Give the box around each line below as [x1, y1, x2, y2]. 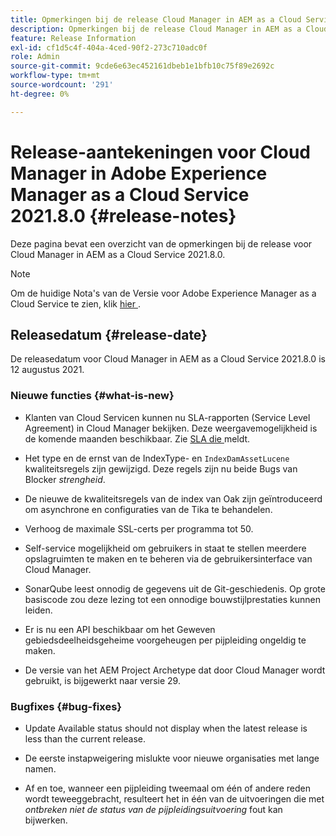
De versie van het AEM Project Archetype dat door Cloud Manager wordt [24, 664, 326, 676]
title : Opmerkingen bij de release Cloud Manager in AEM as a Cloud [10, 14, 302, 25]
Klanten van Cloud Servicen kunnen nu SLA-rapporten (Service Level [24, 411, 311, 423]
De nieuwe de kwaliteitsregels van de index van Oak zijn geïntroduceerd [24, 492, 323, 505]
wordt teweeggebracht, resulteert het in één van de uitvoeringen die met [24, 792, 325, 805]
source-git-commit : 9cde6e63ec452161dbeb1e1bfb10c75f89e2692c [10, 61, 275, 71]
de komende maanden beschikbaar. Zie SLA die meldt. [24, 432, 251, 445]
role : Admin [10, 52, 60, 62]
